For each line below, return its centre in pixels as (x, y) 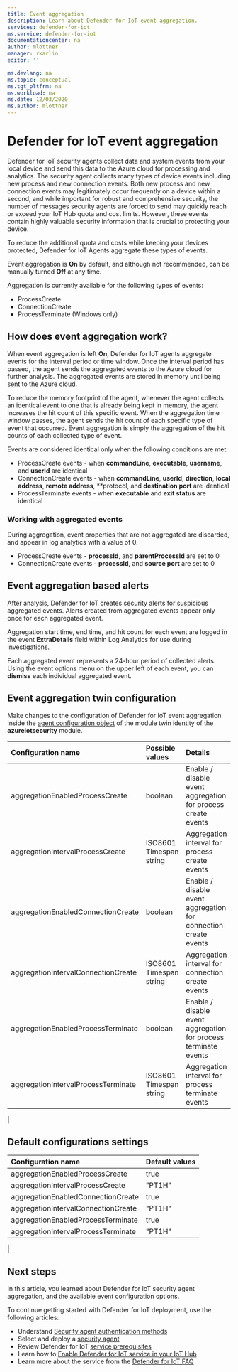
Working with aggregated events (65, 519)
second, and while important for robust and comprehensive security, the (113, 198)
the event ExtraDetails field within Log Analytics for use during (99, 639)
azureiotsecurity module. (45, 730)
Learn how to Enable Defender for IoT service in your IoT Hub (107, 1354)
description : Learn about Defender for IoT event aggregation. (103, 21)
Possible (160, 748)
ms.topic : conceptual (39, 80)
